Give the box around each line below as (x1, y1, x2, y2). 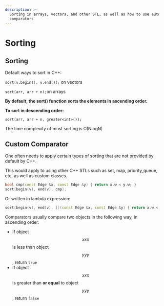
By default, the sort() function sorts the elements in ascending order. (5, 98, 148, 104)
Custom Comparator (5, 140, 69, 148)
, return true (12, 259, 38, 265)
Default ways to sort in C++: (5, 70, 62, 76)
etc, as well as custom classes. (5, 173, 67, 179)
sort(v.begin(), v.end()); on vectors (5, 79, 82, 85)
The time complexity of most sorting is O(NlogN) (5, 126, 103, 132)
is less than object (12, 244, 49, 250)
